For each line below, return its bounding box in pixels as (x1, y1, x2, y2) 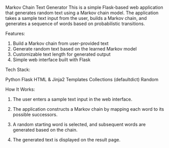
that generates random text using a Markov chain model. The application (5, 10, 159, 16)
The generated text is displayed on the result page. (12, 137, 121, 142)
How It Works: (5, 86, 35, 92)
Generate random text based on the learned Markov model (12, 46, 137, 52)
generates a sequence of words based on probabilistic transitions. (5, 20, 145, 27)
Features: (5, 31, 26, 36)
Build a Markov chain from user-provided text (12, 40, 109, 46)
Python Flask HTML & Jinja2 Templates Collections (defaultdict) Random (5, 77, 159, 82)
